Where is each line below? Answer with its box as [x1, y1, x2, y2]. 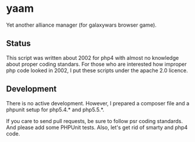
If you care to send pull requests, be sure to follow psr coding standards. [6, 117, 183, 124]
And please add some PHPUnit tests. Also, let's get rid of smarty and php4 [6, 124, 188, 131]
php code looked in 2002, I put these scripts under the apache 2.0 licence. [6, 67, 188, 74]
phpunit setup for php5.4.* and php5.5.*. [6, 106, 105, 113]
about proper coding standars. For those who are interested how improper [6, 60, 187, 67]
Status [6, 38, 31, 49]
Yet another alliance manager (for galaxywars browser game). [6, 21, 157, 28]
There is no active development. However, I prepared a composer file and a [6, 99, 190, 106]
